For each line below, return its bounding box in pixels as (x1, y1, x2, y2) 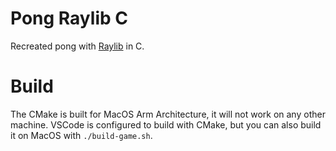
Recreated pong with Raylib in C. (10, 40, 145, 52)
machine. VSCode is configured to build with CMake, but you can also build (10, 118, 322, 131)
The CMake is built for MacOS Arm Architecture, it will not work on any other (10, 108, 326, 120)
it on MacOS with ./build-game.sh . (10, 129, 153, 141)
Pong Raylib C (10, 7, 128, 30)
